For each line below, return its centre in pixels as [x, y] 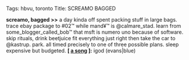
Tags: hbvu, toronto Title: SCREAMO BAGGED [61, 8]
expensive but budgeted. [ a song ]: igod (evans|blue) [71, 51]
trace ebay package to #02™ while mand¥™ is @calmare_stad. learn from [94, 26]
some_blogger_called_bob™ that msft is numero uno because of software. [95, 32]
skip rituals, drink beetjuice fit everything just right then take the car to [91, 38]
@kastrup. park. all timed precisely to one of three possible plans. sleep [92, 44]
